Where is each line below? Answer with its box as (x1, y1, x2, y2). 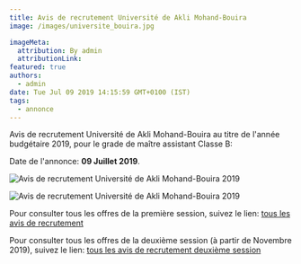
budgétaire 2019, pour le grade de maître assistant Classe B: (9, 138, 234, 149)
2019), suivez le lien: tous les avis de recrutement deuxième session (9, 244, 261, 256)
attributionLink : (17, 55, 83, 64)
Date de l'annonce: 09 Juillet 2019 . (9, 156, 141, 167)
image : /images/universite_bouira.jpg (9, 22, 155, 31)
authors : (9, 71, 42, 81)
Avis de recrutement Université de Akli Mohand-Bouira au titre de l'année (9, 129, 280, 140)
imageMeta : (9, 38, 50, 47)
